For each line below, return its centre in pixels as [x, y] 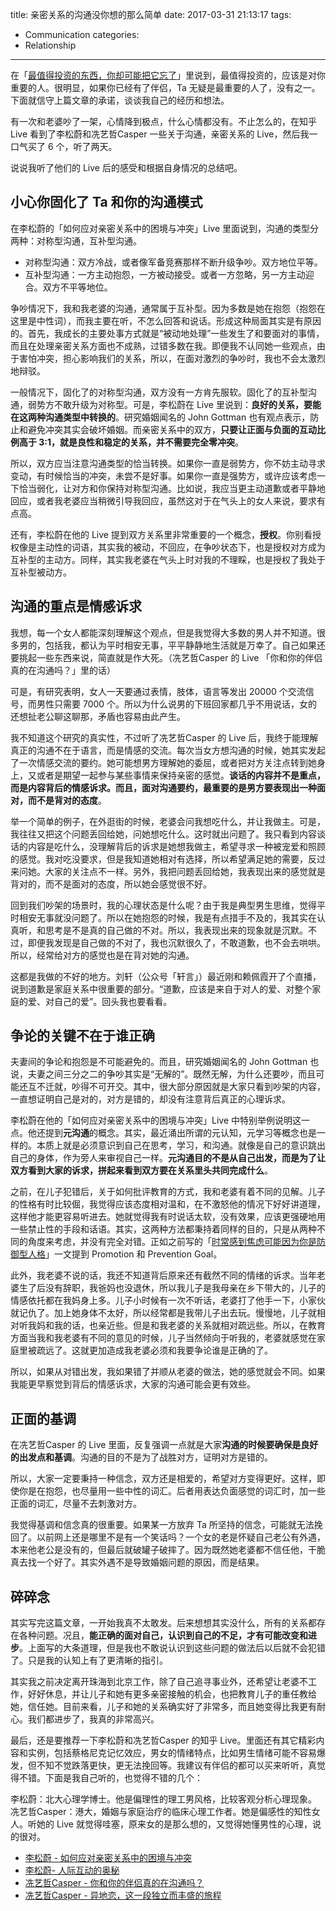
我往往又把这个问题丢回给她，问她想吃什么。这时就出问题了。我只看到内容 [163, 834]
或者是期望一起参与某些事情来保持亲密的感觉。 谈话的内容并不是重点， [181, 775]
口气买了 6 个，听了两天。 [64, 146]
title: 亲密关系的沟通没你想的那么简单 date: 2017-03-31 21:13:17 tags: [151, 14]
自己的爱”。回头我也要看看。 [113, 1001]
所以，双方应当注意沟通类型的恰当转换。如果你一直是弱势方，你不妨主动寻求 [168, 463]
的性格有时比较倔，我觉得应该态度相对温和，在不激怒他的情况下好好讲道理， [168, 1204]
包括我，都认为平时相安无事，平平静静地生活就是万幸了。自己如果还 [185, 645]
